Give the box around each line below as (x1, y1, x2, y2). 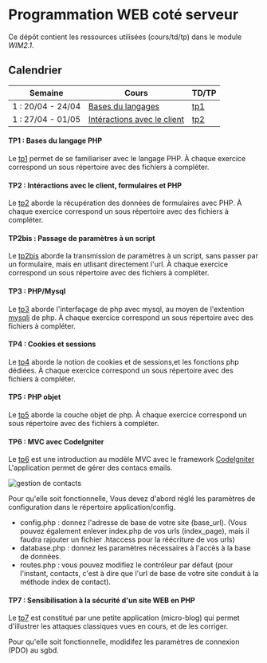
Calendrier (8, 64, 62, 77)
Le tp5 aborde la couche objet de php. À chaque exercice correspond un (8, 409, 247, 420)
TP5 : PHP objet (8, 393, 61, 402)
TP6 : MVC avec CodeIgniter (8, 436, 104, 446)
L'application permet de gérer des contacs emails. (8, 463, 173, 472)
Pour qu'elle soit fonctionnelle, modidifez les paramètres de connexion (8, 637, 240, 647)
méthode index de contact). (19, 577, 112, 587)
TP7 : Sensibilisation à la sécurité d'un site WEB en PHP (8, 595, 195, 605)
